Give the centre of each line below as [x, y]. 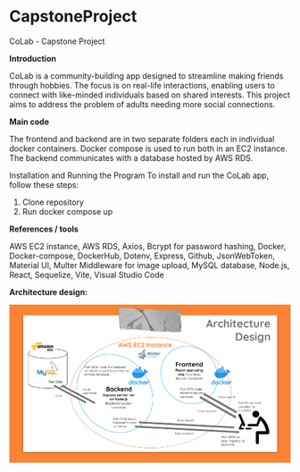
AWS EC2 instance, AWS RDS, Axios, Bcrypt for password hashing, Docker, [148, 246]
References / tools [44, 229]
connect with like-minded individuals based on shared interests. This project [150, 95]
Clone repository [53, 202]
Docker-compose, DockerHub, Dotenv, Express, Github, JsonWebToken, [142, 256]
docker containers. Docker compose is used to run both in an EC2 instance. [148, 148]
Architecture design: [49, 291]
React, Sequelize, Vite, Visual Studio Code [87, 274]
